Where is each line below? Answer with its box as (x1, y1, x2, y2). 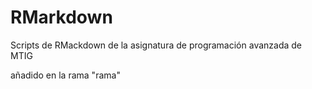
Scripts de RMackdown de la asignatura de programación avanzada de (10, 39, 303, 51)
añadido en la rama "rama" (10, 69, 121, 81)
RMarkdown (10, 6, 113, 29)
